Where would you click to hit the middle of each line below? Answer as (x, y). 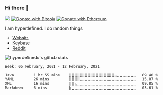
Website (21, 38)
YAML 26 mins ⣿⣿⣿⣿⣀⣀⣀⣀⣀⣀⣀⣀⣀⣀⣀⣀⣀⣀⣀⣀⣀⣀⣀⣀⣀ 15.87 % (81, 79)
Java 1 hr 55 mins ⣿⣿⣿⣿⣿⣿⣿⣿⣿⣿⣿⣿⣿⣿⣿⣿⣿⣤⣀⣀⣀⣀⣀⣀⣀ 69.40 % (81, 75)
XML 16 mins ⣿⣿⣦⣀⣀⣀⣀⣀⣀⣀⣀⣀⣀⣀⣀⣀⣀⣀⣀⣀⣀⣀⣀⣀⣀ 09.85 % (81, 84)
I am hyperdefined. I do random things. (44, 28)
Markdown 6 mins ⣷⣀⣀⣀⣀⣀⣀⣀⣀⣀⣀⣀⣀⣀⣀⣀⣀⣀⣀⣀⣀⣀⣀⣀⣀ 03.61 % (81, 88)
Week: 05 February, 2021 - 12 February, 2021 (52, 67)
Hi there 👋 (17, 8)
